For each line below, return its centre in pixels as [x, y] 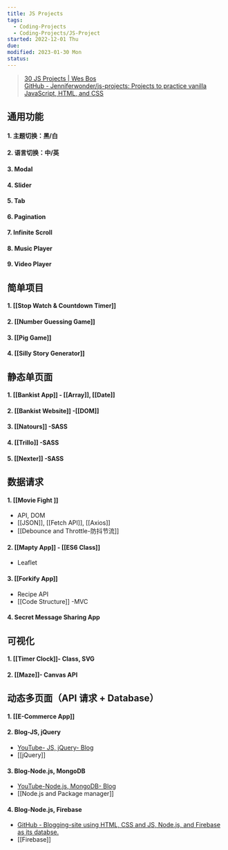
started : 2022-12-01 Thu [43, 40]
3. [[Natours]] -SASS [37, 426]
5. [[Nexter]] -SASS [36, 458]
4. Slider [20, 185]
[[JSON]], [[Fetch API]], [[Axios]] [64, 523]
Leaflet [27, 563]
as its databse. [38, 832]
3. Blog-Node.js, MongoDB [46, 771]
